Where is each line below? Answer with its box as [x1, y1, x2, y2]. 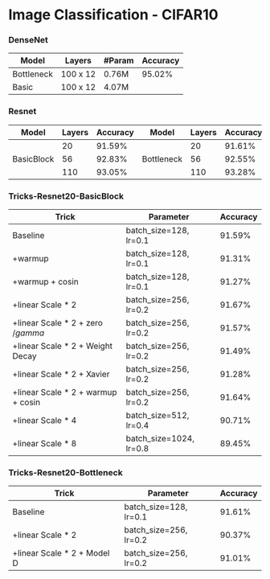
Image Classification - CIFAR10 [8, 6, 219, 24]
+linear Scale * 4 [12, 415, 77, 426]
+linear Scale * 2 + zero [12, 318, 103, 329]
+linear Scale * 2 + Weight [12, 340, 113, 351]
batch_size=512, [125, 410, 190, 421]
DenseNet [8, 35, 48, 46]
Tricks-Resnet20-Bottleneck [8, 467, 123, 478]
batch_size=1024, [125, 433, 195, 444]
